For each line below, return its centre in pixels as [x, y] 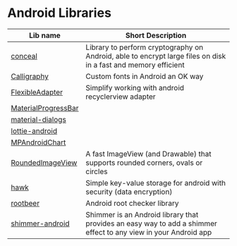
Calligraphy [30, 76]
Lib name [45, 35]
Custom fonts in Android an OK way [145, 76]
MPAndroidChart [38, 142]
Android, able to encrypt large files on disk [156, 56]
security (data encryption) [129, 192]
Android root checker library [132, 203]
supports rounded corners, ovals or [144, 162]
